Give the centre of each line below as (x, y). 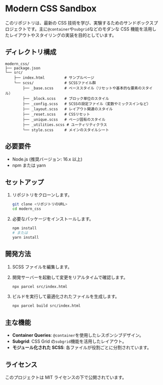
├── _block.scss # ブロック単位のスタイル (66, 98)
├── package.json (23, 68)
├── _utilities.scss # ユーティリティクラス (65, 125)
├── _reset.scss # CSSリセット (56, 114)
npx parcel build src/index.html (46, 306)
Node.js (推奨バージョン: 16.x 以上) (47, 159)
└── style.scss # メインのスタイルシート (66, 130)
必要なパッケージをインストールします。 (53, 219)
